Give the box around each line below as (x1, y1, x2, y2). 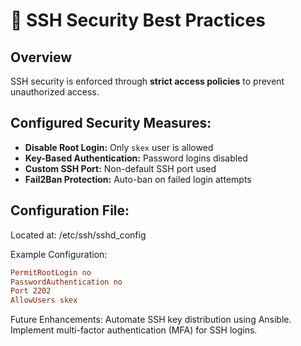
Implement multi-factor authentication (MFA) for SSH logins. (10, 324, 258, 336)
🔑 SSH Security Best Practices (10, 9, 266, 32)
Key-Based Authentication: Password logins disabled (24, 152, 248, 164)
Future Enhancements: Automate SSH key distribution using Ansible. (10, 314, 292, 326)
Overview (10, 49, 73, 66)
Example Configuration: (10, 248, 108, 260)
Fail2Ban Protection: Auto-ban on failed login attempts (24, 173, 252, 185)
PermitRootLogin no (10, 267, 92, 278)
